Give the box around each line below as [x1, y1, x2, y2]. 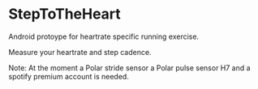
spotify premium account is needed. [8, 71, 130, 81]
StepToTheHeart [8, 5, 122, 23]
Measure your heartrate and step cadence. [8, 47, 152, 57]
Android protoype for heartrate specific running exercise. [8, 32, 200, 41]
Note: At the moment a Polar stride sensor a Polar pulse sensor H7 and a [8, 62, 251, 73]
